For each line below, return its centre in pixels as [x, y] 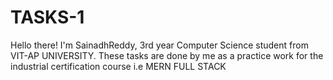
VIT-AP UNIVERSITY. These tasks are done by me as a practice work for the [167, 55]
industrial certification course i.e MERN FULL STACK [118, 66]
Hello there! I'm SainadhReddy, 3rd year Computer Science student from [159, 45]
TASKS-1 [47, 17]
